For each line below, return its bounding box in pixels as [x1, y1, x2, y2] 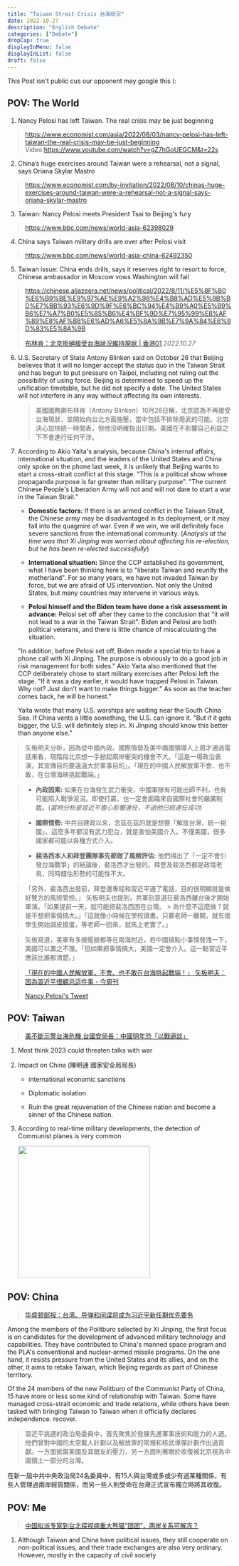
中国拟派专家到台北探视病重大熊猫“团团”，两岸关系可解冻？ [24, 1522, 199, 1530]
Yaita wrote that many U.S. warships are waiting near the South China [17, 706, 222, 714]
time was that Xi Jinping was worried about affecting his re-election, [28, 536, 230, 545]
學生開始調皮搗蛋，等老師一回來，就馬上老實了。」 [24, 920, 172, 928]
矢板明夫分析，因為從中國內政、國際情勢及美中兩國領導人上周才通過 [24, 743, 225, 752]
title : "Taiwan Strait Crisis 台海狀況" [7, 10, 124, 18]
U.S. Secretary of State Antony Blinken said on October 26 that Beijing [17, 353, 224, 361]
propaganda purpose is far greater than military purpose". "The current [17, 477, 226, 486]
